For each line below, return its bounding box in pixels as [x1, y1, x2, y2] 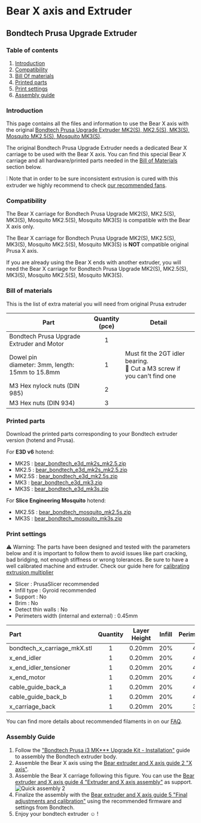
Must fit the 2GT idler [125, 349, 185, 358]
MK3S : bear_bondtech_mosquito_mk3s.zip [14, 515, 123, 522]
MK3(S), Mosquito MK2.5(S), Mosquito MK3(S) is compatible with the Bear [6, 217, 190, 224]
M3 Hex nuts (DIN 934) [9, 398, 75, 407]
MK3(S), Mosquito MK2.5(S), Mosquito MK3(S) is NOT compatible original [6, 241, 189, 248]
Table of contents [6, 46, 59, 55]
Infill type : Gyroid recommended [14, 587, 96, 594]
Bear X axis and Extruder [6, 4, 132, 18]
